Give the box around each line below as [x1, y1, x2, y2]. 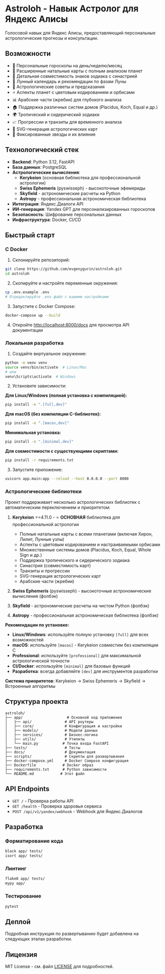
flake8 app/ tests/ [5, 877, 45, 881]
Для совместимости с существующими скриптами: [5, 448, 119, 454]
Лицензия [5, 950, 37, 959]
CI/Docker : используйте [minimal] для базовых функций [12, 663, 131, 669]
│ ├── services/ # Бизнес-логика [5, 732, 98, 737]
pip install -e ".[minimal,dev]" [5, 439, 74, 444]
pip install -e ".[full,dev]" [5, 402, 67, 407]
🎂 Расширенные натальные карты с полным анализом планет [12, 68, 143, 74]
